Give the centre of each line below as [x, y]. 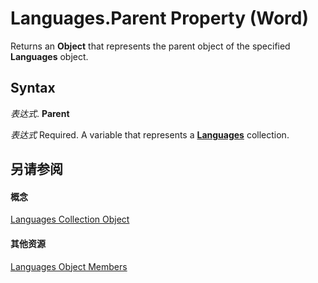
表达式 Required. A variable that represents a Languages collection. [150, 134]
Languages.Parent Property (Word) [160, 18]
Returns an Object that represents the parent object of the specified [150, 46]
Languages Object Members [69, 266]
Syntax [33, 88]
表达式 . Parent [40, 113]
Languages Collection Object [70, 219]
